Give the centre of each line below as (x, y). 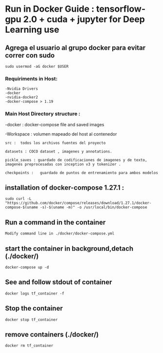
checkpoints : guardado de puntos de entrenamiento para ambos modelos (82, 173)
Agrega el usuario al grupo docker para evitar (75, 48)
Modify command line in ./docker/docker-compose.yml (60, 234)
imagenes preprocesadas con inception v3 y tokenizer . (63, 164)
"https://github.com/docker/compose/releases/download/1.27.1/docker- (78, 203)
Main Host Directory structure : (43, 114)
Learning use (32, 30)
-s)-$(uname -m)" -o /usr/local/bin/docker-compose (93, 207)
